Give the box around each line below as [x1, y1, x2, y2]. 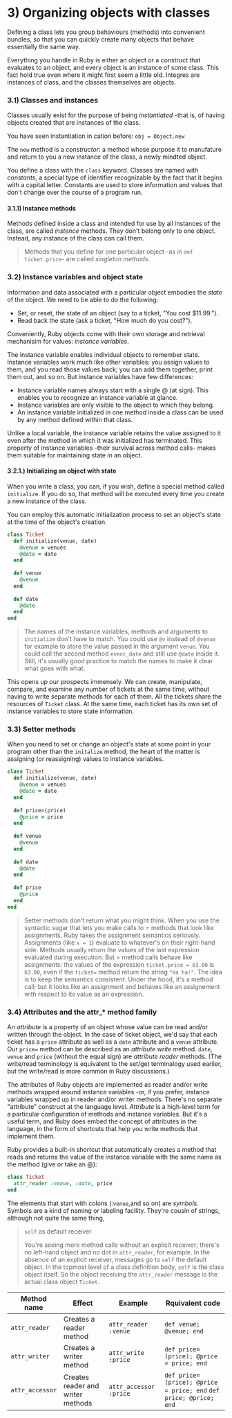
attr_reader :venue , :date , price [13, 1180, 113, 1187]
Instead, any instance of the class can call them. [7, 234, 144, 243]
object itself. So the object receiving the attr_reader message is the [23, 1270, 218, 1278]
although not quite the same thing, [7, 1214, 105, 1222]
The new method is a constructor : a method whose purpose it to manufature [7, 146, 222, 154]
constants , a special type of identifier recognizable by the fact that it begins [7, 173, 223, 182]
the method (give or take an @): [7, 1160, 98, 1168]
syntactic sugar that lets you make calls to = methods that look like [23, 923, 214, 931]
